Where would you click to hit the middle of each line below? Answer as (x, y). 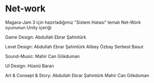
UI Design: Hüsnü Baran (30, 66)
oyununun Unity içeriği (28, 27)
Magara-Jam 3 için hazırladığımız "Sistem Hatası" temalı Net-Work (73, 22)
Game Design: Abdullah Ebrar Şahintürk (46, 37)
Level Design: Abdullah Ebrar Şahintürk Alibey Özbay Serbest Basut (74, 46)
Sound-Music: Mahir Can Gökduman (42, 56)
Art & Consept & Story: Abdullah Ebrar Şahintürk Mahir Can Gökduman (77, 75)
